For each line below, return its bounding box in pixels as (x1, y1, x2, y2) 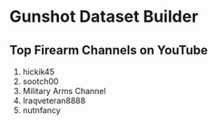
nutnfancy (22, 105, 61, 115)
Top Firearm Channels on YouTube (9, 43, 209, 58)
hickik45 (22, 66, 54, 77)
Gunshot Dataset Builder (9, 6, 199, 27)
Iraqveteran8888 (22, 95, 86, 106)
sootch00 (22, 76, 59, 87)
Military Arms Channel (22, 86, 106, 96)
